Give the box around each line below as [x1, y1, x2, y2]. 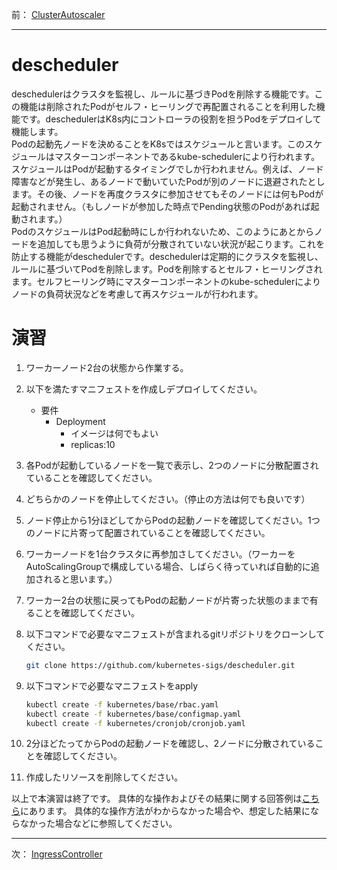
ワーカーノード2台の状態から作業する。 [25, 361, 189, 373]
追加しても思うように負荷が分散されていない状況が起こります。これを [37, 238, 326, 250]
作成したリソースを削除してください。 [25, 771, 184, 783]
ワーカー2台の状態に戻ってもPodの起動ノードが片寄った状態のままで [25, 594, 310, 606]
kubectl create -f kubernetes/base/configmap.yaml [25, 709, 242, 719]
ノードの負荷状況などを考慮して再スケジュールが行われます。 [11, 288, 264, 300]
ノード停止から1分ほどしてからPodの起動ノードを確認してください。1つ [25, 514, 321, 526]
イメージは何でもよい [70, 427, 159, 439]
